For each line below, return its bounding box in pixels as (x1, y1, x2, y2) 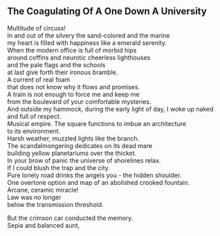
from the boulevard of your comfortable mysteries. (7, 97, 152, 106)
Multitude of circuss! (7, 24, 66, 32)
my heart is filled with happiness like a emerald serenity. (7, 38, 167, 47)
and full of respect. (7, 112, 62, 120)
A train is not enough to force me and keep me (7, 90, 140, 98)
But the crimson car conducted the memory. (7, 214, 134, 222)
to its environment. (7, 127, 61, 135)
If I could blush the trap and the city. (7, 163, 111, 172)
